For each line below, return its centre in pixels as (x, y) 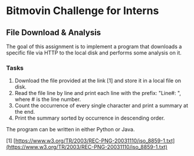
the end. (25, 112)
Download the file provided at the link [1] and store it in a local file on (98, 81)
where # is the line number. (48, 99)
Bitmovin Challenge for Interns (83, 11)
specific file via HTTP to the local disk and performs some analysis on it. (94, 53)
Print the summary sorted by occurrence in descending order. (90, 118)
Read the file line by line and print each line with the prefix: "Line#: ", (98, 93)
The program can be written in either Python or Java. (70, 130)
